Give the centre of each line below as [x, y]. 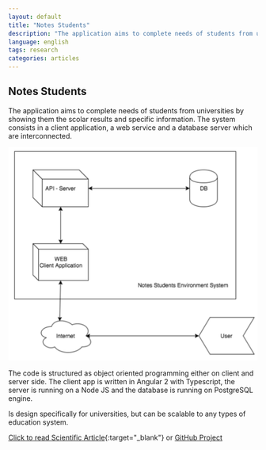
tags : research [33, 50]
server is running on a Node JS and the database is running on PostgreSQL [131, 390]
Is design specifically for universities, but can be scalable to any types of [127, 414]
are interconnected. [40, 135]
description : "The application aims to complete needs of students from [131, 33]
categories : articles [44, 59]
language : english [38, 42]
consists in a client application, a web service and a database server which [131, 128]
